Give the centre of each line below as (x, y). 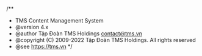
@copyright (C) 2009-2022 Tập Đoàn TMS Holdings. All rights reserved (106, 40)
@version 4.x (32, 27)
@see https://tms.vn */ (44, 46)
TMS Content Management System (59, 20)
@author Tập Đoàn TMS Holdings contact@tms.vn (78, 33)
